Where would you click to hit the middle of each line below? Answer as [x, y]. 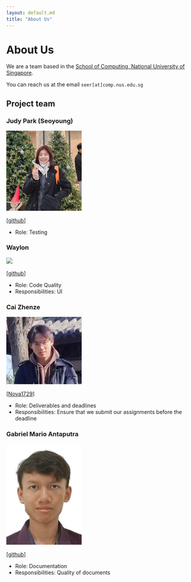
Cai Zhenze [23, 307]
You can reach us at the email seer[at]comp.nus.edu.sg [75, 85]
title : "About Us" [29, 19]
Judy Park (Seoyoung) [40, 121]
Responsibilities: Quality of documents [62, 572]
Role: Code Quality [38, 285]
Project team [31, 104]
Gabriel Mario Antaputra [42, 434]
